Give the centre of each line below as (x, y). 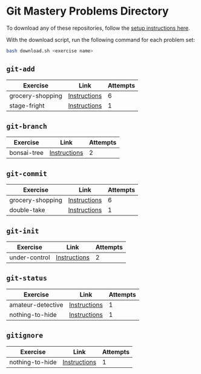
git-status (27, 278)
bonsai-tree (27, 153)
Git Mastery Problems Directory (87, 11)
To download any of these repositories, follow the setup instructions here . (98, 28)
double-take (27, 210)
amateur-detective (36, 305)
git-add (21, 69)
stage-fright (27, 106)
